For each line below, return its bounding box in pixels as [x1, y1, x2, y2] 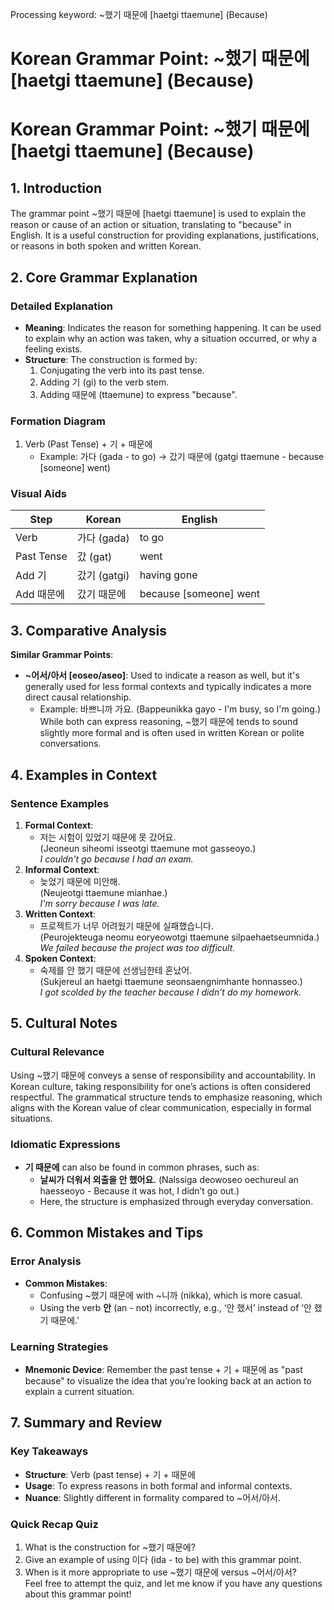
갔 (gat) [76, 550, 113, 564]
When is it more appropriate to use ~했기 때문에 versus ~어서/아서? [24, 1566, 297, 1578]
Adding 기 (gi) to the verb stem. [39, 376, 170, 388]
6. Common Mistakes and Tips [10, 1224, 204, 1242]
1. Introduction [10, 179, 102, 197]
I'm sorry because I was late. [39, 897, 160, 909]
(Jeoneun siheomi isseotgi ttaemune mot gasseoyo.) [39, 842, 257, 854]
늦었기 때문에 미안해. [39, 875, 121, 887]
